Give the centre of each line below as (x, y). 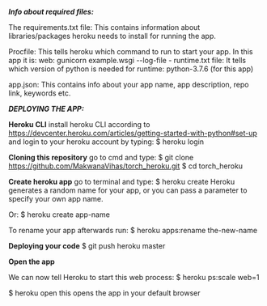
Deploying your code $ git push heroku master (87, 246)
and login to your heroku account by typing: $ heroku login (106, 142)
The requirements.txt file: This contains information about (104, 27)
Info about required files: (51, 12)
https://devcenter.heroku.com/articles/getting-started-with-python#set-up (133, 133)
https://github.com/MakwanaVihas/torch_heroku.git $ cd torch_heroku (126, 166)
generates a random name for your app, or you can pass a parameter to (128, 190)
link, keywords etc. (40, 93)
